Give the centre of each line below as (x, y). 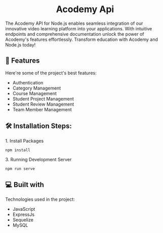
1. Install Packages (25, 141)
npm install (18, 150)
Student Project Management (43, 99)
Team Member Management (42, 109)
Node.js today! (21, 44)
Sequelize (23, 220)
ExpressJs (23, 215)
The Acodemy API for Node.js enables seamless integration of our (74, 23)
